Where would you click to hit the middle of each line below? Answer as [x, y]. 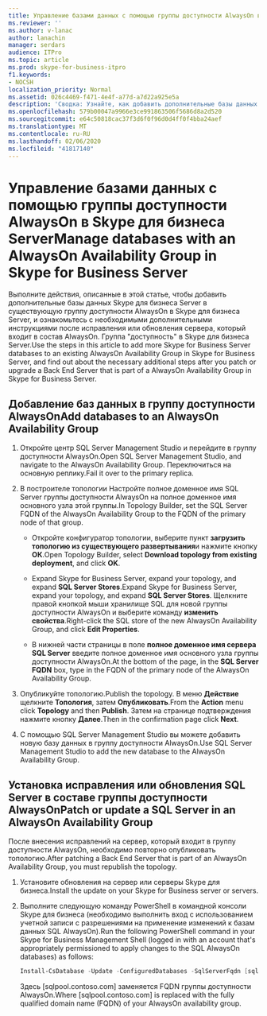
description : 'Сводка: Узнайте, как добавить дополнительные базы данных [133, 104]
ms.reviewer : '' [35, 23]
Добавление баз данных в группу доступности [132, 403]
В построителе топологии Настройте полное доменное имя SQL [129, 489]
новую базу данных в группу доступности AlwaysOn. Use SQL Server [136, 743]
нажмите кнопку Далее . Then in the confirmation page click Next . [129, 719]
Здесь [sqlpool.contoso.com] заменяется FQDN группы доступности [135, 986]
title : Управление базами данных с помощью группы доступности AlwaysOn [131, 16]
